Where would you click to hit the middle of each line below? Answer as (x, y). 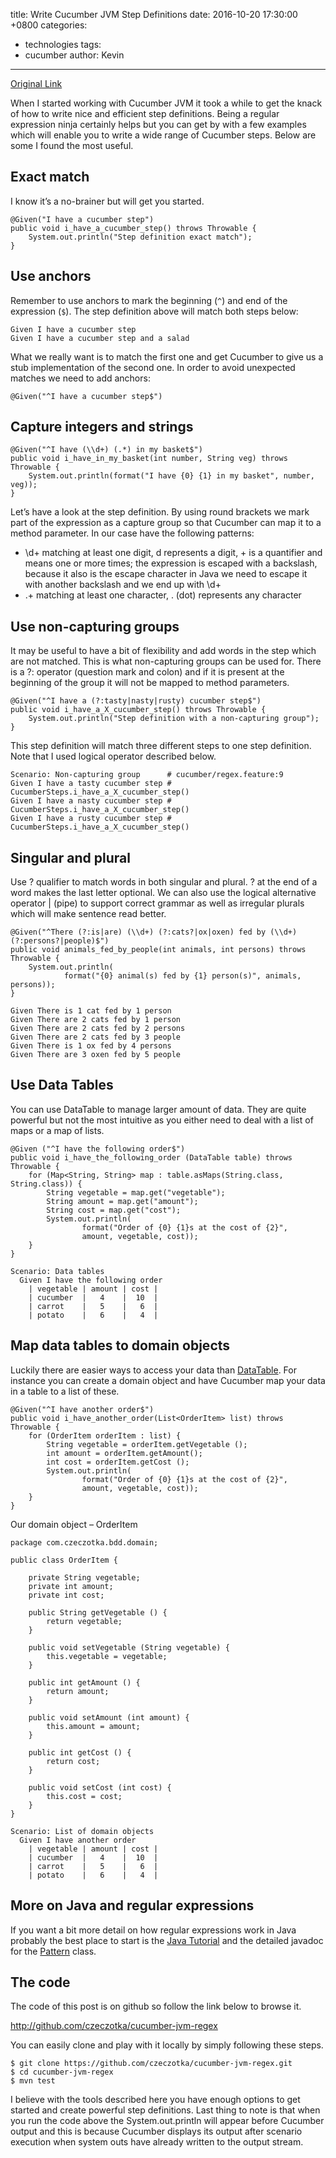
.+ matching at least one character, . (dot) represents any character (163, 595)
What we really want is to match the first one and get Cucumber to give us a (167, 356)
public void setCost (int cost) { (100, 1787)
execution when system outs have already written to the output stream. (157, 2142)
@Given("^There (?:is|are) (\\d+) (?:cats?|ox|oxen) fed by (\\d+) (154, 932)
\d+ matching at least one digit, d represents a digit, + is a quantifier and (173, 553)
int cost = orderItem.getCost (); (118, 1462)
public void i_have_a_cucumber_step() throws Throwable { (133, 228)
